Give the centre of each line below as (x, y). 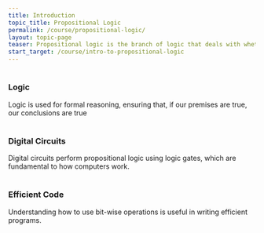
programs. (25, 220)
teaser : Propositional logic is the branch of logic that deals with (125, 45)
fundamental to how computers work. (69, 166)
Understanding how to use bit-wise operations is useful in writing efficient (128, 212)
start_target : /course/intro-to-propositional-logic (96, 52)
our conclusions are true (48, 113)
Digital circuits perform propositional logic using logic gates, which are (122, 158)
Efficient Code (36, 195)
